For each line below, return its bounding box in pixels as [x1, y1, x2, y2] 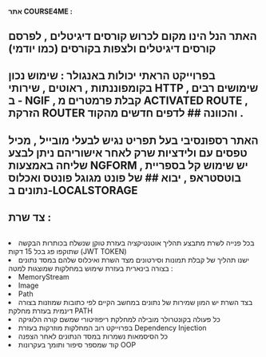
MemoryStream [18, 272, 69, 281]
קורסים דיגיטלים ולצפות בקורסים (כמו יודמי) [8, 42, 216, 55]
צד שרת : [8, 211, 52, 224]
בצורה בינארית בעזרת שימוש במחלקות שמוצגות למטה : [8, 264, 173, 273]
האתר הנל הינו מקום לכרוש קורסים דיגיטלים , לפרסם [8, 29, 257, 43]
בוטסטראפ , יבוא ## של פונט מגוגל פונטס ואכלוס [8, 171, 242, 184]
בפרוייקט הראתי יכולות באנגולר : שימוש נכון [8, 69, 216, 83]
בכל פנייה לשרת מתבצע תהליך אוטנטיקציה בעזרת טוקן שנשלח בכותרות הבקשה [18, 238, 255, 248]
